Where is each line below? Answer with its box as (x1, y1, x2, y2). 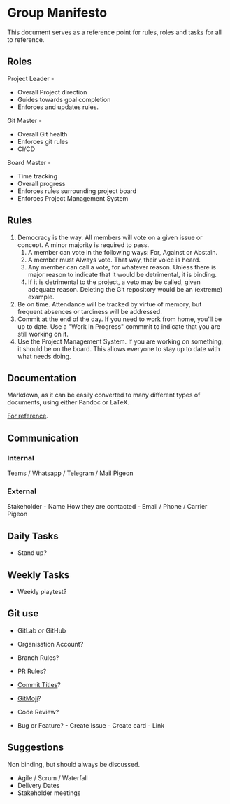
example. (27, 292, 55, 301)
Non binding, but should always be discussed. (7, 760, 141, 768)
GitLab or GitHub (17, 626, 66, 635)
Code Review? (17, 707, 59, 716)
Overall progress (17, 179, 66, 188)
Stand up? (17, 549, 48, 557)
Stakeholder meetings (17, 789, 81, 797)
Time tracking (17, 171, 58, 180)
